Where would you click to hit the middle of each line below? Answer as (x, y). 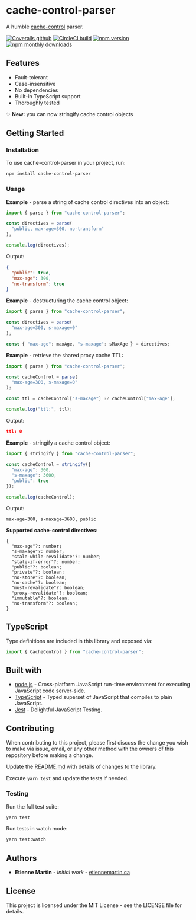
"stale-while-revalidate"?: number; (56, 557)
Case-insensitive (35, 84)
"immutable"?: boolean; (40, 598)
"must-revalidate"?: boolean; (48, 587)
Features (23, 63)
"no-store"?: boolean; (39, 577)
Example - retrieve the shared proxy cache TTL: (65, 355)
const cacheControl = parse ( (42, 377)
